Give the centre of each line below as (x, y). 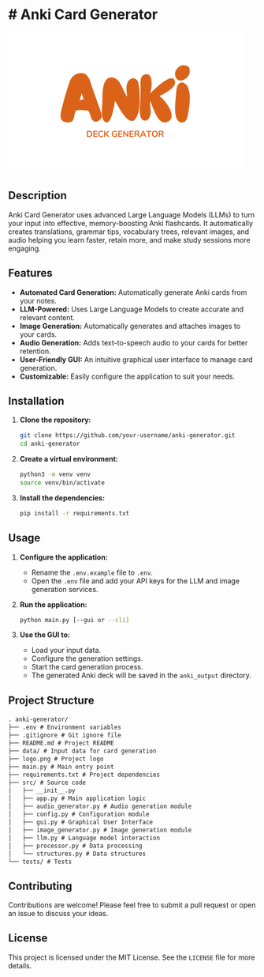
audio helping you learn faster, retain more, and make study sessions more (129, 240)
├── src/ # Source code (47, 783)
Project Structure (51, 700)
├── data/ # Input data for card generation (82, 751)
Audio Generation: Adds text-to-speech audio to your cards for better (134, 342)
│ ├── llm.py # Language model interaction (84, 838)
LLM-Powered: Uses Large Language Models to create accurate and (132, 309)
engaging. (24, 248)
